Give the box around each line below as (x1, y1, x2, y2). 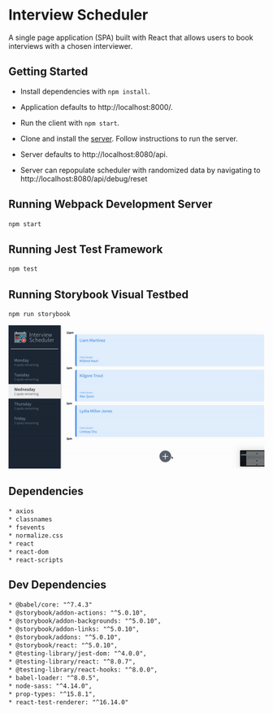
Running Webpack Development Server (8, 198, 213, 211)
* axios (8, 506, 35, 515)
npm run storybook (8, 310, 71, 318)
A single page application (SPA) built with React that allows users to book (8, 33, 253, 42)
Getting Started (8, 65, 89, 79)
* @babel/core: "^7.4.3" (8, 600, 93, 609)
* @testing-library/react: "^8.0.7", (8, 657, 136, 666)
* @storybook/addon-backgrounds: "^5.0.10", (8, 616, 162, 625)
